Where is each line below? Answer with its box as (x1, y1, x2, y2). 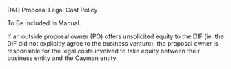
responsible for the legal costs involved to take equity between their (7, 47, 200, 55)
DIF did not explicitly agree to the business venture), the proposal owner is (7, 40, 219, 47)
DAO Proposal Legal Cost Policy (7, 6, 98, 14)
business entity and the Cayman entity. (7, 54, 119, 62)
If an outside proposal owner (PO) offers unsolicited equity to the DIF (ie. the (7, 32, 224, 40)
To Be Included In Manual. (7, 19, 81, 27)
